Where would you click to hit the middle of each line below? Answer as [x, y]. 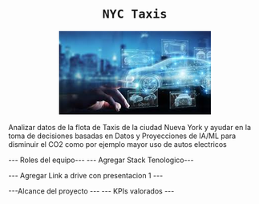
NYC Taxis [135, 14]
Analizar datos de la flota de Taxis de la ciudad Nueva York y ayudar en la [129, 127]
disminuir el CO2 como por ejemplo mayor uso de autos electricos [117, 144]
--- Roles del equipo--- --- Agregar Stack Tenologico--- [101, 160]
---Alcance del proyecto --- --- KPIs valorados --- [91, 191]
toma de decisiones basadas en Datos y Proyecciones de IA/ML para [122, 136]
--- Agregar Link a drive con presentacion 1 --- [86, 175]
